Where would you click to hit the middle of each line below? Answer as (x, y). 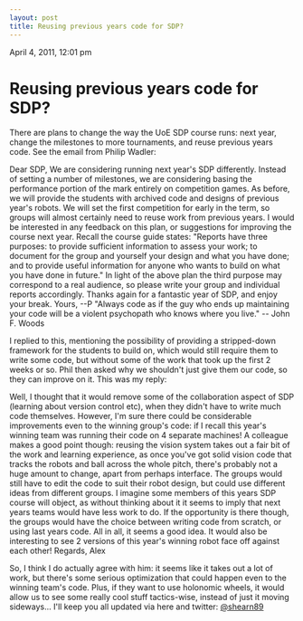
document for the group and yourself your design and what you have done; (149, 256)
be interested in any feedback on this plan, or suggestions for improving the (151, 227)
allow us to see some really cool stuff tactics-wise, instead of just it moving (149, 597)
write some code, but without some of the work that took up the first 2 (140, 360)
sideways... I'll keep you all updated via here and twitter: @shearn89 (137, 607)
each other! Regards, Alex (57, 551)
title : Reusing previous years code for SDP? (96, 26)
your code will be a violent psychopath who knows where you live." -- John (150, 314)
